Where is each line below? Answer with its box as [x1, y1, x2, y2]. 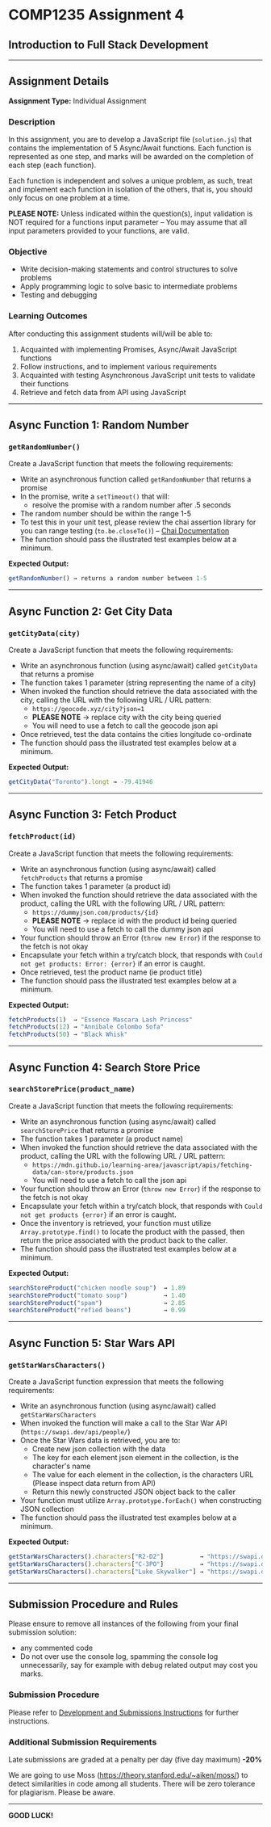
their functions [19, 378, 69, 389]
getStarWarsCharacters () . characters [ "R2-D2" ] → [8, 1553, 204, 1561]
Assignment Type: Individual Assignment [8, 95, 147, 106]
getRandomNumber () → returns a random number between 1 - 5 [8, 575, 207, 583]
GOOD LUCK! [8, 1811, 54, 1821]
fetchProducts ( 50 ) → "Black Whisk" [8, 1030, 128, 1039]
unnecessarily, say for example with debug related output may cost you [19, 1661, 258, 1670]
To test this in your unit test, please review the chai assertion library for [19, 517, 256, 527]
